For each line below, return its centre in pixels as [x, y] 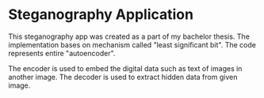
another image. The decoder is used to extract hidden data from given [123, 77]
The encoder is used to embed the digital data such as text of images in [125, 68]
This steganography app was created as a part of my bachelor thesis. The [129, 36]
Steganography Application [101, 15]
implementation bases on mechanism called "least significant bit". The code [132, 44]
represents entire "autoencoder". [62, 53]
